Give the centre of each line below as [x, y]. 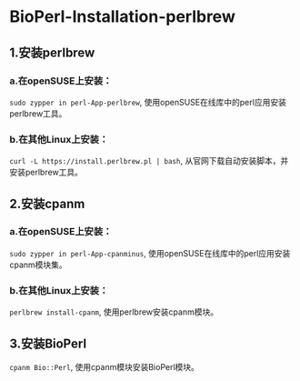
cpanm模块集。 [39, 265]
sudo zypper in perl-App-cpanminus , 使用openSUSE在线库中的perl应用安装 [150, 253]
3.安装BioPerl [48, 343]
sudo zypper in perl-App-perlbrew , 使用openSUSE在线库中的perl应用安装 [148, 102]
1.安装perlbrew [52, 52]
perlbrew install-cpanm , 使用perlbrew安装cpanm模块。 [114, 312]
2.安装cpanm [47, 203]
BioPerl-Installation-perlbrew [123, 17]
